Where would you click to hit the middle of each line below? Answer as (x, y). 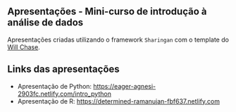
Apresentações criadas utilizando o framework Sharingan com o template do (118, 39)
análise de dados (45, 23)
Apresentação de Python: (55, 86)
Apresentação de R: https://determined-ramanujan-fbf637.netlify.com (119, 101)
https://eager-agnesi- (125, 86)
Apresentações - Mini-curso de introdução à (107, 12)
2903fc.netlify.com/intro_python (64, 94)
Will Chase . (24, 47)
